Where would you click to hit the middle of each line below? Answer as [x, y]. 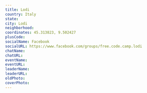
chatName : [15, 51]
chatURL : [14, 55]
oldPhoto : [15, 78]
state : [12, 19]
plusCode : [15, 37]
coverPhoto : [17, 83]
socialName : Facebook [27, 42]
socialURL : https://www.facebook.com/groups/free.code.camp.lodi [73, 46]
